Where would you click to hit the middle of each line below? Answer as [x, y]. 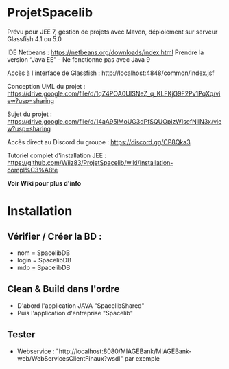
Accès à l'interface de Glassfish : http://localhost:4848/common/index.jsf [111, 73]
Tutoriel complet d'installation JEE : [57, 155]
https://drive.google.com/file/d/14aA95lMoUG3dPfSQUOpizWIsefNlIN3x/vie [114, 121]
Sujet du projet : [30, 114]
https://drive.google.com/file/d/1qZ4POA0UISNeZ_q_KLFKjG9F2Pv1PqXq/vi [114, 93]
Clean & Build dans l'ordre [63, 289]
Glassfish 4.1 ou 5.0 [34, 38]
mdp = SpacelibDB [44, 267]
